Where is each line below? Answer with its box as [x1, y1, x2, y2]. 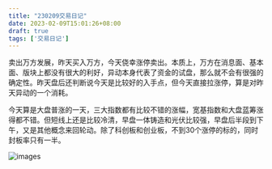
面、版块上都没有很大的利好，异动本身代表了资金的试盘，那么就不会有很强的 [8, 68, 264, 78]
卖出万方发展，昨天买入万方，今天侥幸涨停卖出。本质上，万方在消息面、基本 [8, 57, 264, 67]
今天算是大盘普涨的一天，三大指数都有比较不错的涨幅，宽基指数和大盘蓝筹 [8, 105, 257, 115]
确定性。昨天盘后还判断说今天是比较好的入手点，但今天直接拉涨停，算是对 [8, 78, 257, 87]
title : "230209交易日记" [8, 11, 87, 20]
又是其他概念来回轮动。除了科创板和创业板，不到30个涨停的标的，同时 [22, 125, 259, 135]
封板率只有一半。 [8, 135, 66, 146]
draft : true [8, 27, 49, 35]
